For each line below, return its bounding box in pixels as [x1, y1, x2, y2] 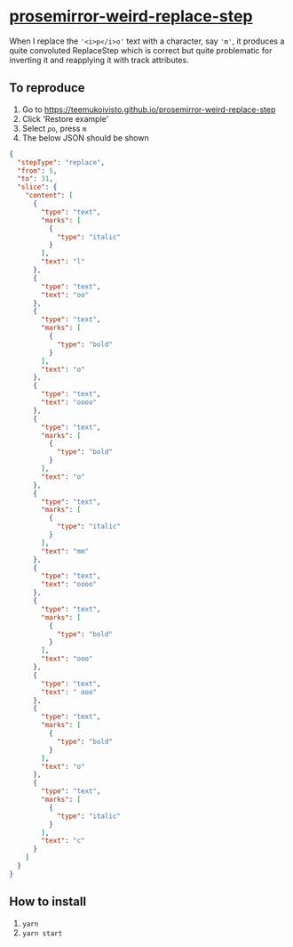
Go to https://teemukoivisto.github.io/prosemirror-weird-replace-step [21, 104, 276, 115]
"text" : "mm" [41, 546, 90, 555]
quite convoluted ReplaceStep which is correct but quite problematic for [9, 45, 273, 55]
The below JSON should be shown [21, 132, 149, 143]
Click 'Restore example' [21, 113, 109, 124]
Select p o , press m [21, 123, 87, 134]
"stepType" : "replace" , [17, 158, 105, 166]
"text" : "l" [41, 257, 86, 266]
